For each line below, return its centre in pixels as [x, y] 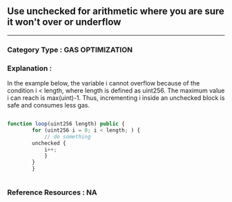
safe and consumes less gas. [48, 105]
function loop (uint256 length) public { [66, 124]
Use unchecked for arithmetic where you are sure [116, 11]
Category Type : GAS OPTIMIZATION [70, 50]
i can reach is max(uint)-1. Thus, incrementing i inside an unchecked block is [116, 98]
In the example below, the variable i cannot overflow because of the [104, 83]
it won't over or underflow [64, 22]
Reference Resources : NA [52, 192]
